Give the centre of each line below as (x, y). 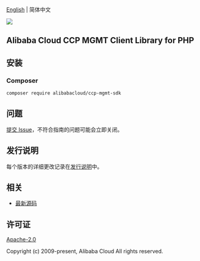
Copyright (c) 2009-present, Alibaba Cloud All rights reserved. (85, 251)
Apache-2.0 (21, 240)
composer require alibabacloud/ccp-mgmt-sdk (64, 93)
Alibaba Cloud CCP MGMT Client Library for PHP (100, 41)
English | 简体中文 (29, 9)
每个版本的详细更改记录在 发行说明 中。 (54, 166)
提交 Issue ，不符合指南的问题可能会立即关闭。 (65, 129)
